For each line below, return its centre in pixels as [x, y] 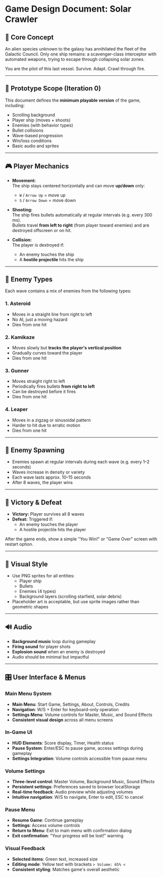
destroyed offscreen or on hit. [42, 230]
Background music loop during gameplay [54, 641]
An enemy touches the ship [47, 254]
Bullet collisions [28, 130]
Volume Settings [25, 771]
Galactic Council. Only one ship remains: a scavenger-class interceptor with [81, 54]
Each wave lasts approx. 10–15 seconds [51, 477]
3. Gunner [17, 371]
